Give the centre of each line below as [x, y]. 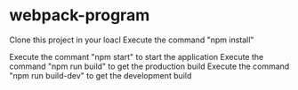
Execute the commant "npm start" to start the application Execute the [137, 56]
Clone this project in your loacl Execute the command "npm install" [132, 40]
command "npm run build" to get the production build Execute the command [149, 66]
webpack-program [80, 15]
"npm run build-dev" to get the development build [101, 75]
